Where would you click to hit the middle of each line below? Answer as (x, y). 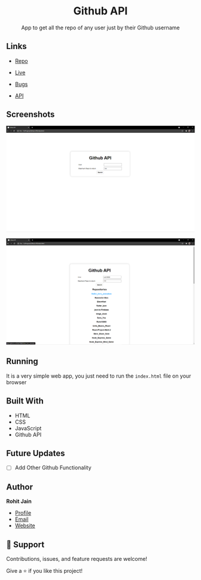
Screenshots (31, 115)
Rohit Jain (19, 502)
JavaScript (28, 428)
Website (25, 526)
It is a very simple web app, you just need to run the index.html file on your (99, 376)
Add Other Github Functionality (53, 467)
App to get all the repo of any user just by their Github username (100, 28)
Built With (25, 401)
